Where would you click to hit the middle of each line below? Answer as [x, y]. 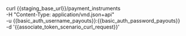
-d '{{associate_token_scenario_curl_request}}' [63, 27]
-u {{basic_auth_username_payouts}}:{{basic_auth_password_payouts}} [93, 21]
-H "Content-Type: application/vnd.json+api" [60, 15]
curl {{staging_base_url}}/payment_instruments [63, 8]
